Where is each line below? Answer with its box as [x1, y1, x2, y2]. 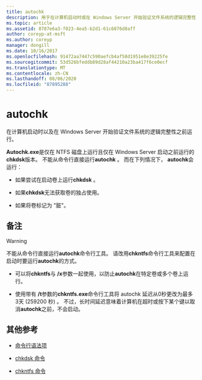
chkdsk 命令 [14, 354, 46, 361]
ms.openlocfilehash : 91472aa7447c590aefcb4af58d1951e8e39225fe [6, 54, 168, 60]
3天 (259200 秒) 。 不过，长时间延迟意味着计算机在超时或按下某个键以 [14, 298, 191, 305]
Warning [6, 237, 27, 244]
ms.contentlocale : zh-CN [6, 70, 69, 76]
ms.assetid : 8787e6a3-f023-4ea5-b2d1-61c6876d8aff [6, 25, 136, 32]
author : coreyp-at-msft [6, 31, 66, 37]
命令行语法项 [14, 342, 47, 349]
